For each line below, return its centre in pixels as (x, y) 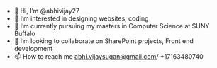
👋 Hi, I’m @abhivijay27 (47, 11)
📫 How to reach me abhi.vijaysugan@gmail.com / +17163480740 (108, 56)
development (33, 49)
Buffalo (24, 33)
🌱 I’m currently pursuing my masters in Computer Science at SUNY (112, 26)
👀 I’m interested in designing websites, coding (81, 18)
